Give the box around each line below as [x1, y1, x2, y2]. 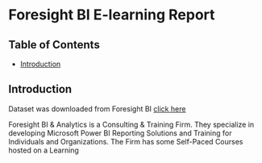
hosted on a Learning [8, 145, 79, 155]
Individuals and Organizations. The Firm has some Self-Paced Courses [8, 136, 243, 146]
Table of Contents [8, 38, 101, 52]
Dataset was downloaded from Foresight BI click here [8, 103, 186, 114]
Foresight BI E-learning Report [8, 6, 215, 24]
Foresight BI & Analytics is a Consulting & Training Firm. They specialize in [8, 119, 255, 129]
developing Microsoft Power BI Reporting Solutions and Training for [8, 127, 232, 138]
